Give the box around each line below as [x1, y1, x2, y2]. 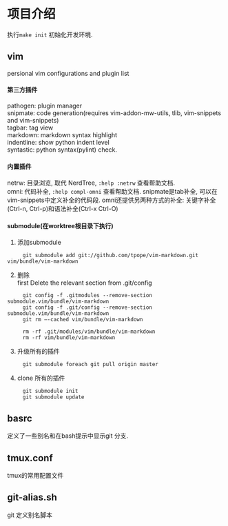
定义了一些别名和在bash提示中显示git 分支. [7, 432, 129, 440]
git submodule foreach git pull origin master [22, 361, 158, 368]
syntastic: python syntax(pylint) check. [7, 145, 118, 154]
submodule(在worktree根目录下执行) [7, 221, 114, 230]
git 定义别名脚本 [7, 511, 53, 519]
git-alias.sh [7, 492, 57, 503]
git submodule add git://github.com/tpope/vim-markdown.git [22, 252, 198, 259]
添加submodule [17, 239, 62, 247]
